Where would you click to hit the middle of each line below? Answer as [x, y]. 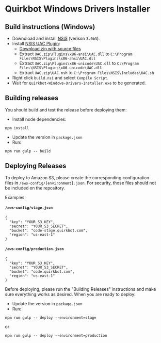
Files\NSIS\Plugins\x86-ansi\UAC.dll [57, 59]
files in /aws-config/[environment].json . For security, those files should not [80, 183]
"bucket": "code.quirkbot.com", [42, 272]
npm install [17, 128]
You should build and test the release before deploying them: [66, 109]
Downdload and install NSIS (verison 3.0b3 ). [56, 38]
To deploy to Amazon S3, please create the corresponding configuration [77, 177]
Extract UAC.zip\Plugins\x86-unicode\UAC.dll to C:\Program [79, 63]
